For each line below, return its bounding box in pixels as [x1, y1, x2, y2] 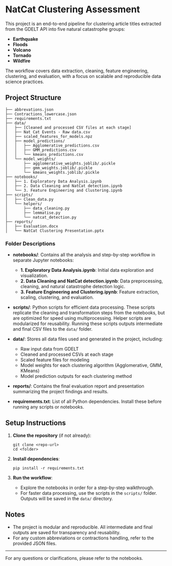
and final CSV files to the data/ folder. [12, 326, 93, 332]
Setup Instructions [5, 419, 66, 428]
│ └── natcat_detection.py [5, 214, 77, 220]
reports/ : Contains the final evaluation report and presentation [12, 383, 144, 389]
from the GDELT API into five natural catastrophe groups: [5, 26, 125, 32]
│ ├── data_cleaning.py [5, 206, 70, 211]
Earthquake [12, 36, 38, 42]
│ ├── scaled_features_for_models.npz [5, 134, 93, 139]
